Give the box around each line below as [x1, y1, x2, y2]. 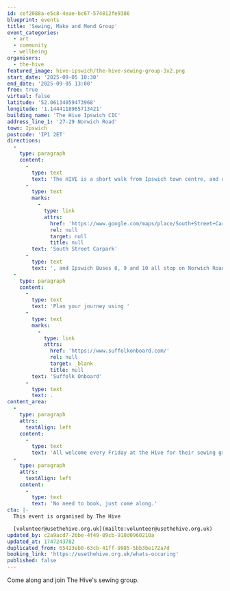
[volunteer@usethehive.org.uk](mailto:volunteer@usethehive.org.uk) [13, 525, 213, 532]
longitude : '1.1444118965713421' [7, 105, 103, 112]
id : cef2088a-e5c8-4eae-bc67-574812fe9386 [7, 10, 130, 17]
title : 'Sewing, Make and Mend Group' [7, 23, 118, 29]
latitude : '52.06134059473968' [7, 99, 97, 106]
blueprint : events [7, 16, 60, 23]
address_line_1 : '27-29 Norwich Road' [7, 118, 118, 125]
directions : [7, 138, 41, 144]
